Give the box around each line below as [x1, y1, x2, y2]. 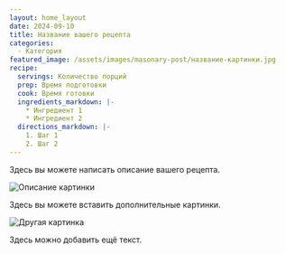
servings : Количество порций [17, 72, 127, 81]
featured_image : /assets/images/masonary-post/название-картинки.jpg [9, 55, 277, 64]
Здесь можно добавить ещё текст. [9, 234, 142, 245]
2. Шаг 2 [25, 139, 59, 148]
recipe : [9, 64, 39, 73]
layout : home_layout [9, 13, 87, 23]
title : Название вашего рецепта [9, 30, 131, 39]
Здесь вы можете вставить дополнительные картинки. [9, 199, 221, 210]
